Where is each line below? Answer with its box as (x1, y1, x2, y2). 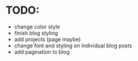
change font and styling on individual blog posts (14, 42, 132, 49)
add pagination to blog (14, 48, 70, 55)
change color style (14, 23, 61, 30)
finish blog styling (14, 29, 58, 36)
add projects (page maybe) (14, 36, 81, 43)
